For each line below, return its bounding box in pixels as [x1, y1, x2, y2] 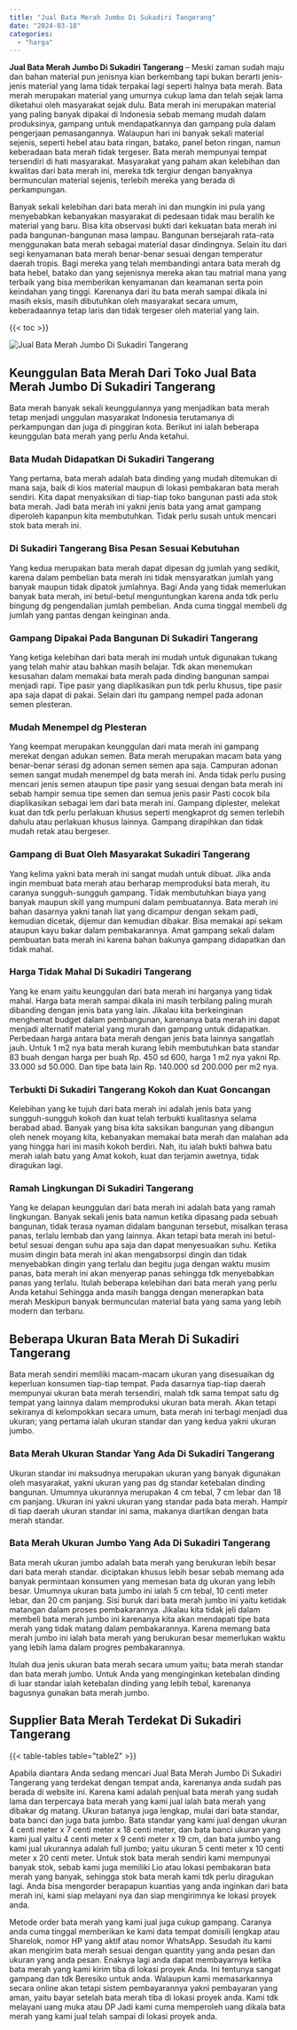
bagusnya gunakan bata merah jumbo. [9, 1687, 150, 1698]
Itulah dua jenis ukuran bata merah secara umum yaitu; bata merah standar [9, 1659, 284, 1669]
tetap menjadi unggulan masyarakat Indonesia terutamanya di [9, 412, 235, 423]
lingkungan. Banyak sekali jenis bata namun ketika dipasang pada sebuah [9, 1212, 278, 1222]
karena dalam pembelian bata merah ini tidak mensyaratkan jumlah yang [9, 572, 274, 582]
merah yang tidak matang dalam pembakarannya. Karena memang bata [9, 1623, 270, 1634]
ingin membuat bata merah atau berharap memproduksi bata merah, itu [9, 878, 270, 888]
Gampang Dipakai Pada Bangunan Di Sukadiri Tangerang [9, 631, 259, 644]
